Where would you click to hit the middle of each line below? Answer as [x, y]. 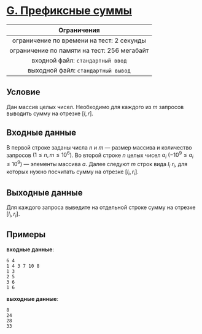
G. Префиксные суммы [69, 11]
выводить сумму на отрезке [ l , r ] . [50, 113]
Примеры [26, 234]
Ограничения [79, 30]
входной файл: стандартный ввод [79, 60]
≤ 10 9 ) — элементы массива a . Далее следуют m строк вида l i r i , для [97, 164]
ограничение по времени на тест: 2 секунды [79, 40]
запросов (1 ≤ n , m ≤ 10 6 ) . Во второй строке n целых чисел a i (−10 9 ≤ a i [100, 155]
